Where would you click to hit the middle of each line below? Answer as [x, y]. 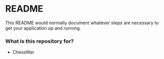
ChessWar [23, 52]
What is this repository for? [40, 41]
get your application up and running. [43, 28]
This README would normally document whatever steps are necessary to [82, 23]
